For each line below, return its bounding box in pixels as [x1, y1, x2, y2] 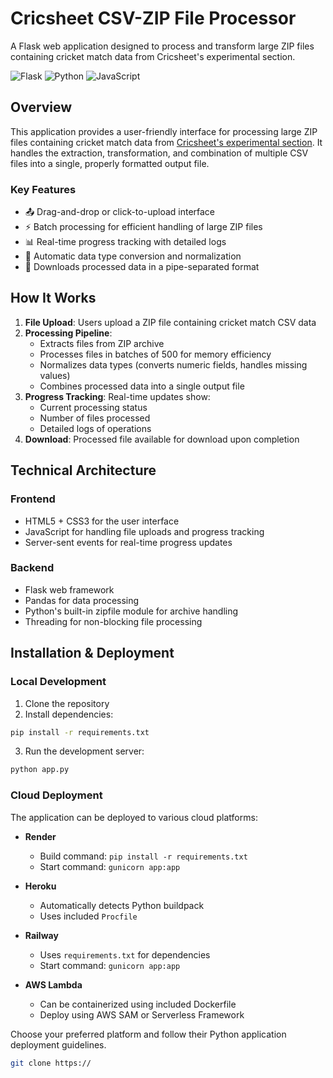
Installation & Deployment [10, 645, 175, 662]
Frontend [10, 492, 56, 506]
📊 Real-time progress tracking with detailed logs [24, 236, 227, 248]
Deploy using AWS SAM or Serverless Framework [39, 1008, 245, 1021]
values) [39, 369, 71, 381]
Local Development [10, 675, 107, 689]
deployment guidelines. [10, 1038, 107, 1051]
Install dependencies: [24, 708, 114, 720]
